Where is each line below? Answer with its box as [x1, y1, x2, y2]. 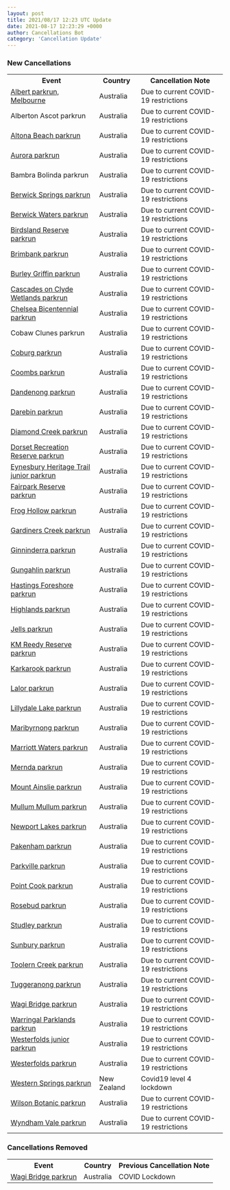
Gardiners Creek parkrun [10, 526, 91, 536]
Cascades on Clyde [10, 284, 74, 294]
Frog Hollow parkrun [10, 506, 77, 516]
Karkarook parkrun [10, 664, 71, 674]
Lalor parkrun [10, 684, 54, 694]
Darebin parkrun [10, 407, 63, 417]
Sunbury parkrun [10, 940, 65, 950]
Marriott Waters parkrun [10, 743, 88, 753]
